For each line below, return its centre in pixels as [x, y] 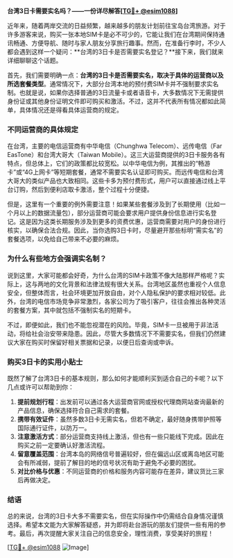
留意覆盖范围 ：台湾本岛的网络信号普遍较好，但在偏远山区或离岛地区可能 [120, 454]
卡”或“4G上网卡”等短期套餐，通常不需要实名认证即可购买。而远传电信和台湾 [115, 172]
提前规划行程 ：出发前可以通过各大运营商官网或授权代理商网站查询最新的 [120, 402]
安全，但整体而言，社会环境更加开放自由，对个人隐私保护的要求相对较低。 [113, 293]
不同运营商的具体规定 [43, 129]
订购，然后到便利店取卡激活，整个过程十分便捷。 [83, 190]
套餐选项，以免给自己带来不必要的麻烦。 [65, 239]
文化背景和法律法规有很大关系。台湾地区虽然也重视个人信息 [140, 284]
